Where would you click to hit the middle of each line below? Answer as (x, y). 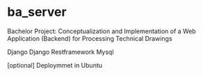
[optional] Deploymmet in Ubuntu (55, 65)
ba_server (37, 12)
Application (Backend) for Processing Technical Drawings (90, 38)
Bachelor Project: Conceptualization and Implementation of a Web (101, 31)
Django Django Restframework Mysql (60, 52)
